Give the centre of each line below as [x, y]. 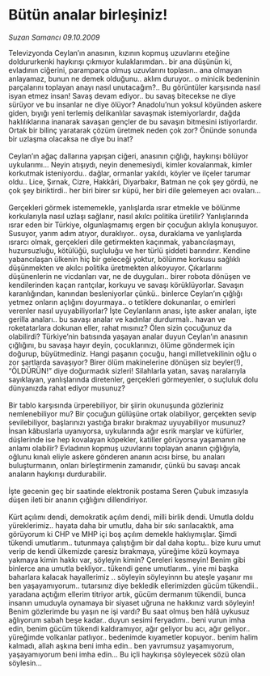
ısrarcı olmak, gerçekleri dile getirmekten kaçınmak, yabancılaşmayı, [122, 242]
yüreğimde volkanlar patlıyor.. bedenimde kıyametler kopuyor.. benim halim [133, 637]
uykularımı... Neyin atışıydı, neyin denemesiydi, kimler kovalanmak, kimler [131, 164]
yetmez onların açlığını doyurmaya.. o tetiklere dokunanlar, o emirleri [122, 302]
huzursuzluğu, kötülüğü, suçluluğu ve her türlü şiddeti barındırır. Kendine [129, 250]
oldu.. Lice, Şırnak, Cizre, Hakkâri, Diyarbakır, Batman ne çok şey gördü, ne [133, 182]
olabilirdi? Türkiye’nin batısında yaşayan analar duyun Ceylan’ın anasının [128, 336]
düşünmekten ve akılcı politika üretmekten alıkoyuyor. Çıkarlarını [115, 268]
